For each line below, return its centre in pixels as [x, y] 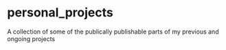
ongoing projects [31, 38]
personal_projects [60, 13]
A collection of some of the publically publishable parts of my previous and [113, 32]
